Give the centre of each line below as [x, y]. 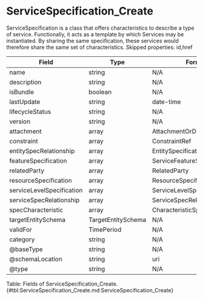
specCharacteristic [36, 210]
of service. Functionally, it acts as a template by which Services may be [95, 34]
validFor [21, 229]
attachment [26, 131]
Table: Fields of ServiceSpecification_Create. [62, 284]
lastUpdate [25, 102]
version [20, 121]
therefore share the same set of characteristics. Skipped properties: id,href [99, 47]
